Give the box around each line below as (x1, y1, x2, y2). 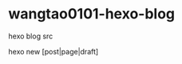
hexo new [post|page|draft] (8, 46, 99, 56)
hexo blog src (8, 31, 53, 41)
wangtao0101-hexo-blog (8, 5, 176, 23)
